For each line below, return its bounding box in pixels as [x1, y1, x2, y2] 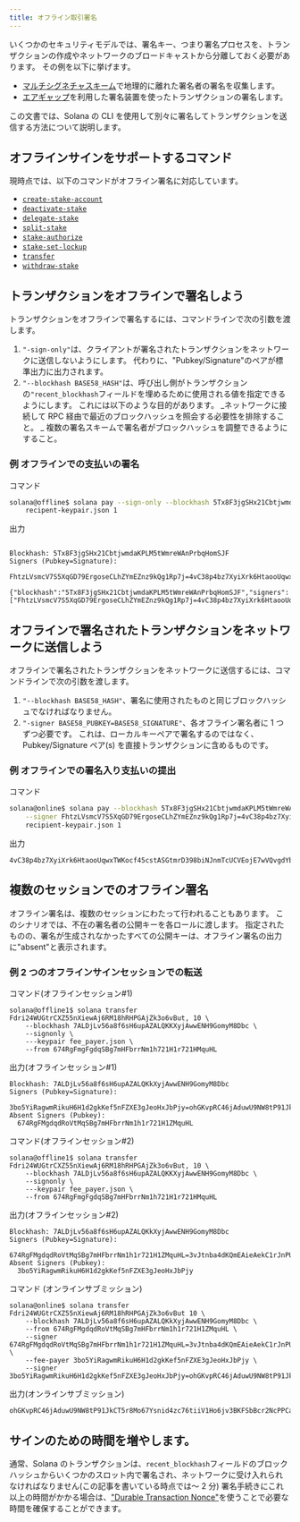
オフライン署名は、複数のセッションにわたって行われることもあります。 [9, 907, 274, 918]
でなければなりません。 [29, 706, 117, 717]
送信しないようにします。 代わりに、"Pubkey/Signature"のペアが [37, 355, 276, 366]
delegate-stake [21, 214, 79, 224]
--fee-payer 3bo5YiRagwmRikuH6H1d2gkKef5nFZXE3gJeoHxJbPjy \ [25, 1356, 257, 1365]
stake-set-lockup [21, 242, 87, 251]
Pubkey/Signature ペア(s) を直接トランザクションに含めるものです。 [21, 740, 274, 751]
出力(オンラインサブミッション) [9, 1389, 125, 1399]
